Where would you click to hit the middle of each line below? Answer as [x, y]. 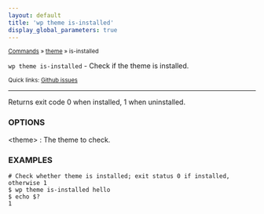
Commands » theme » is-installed [54, 52]
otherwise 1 [27, 183]
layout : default [35, 15]
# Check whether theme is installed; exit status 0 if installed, [119, 176]
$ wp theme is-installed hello [59, 190]
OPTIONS [27, 122]
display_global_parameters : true [63, 30]
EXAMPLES [30, 160]
